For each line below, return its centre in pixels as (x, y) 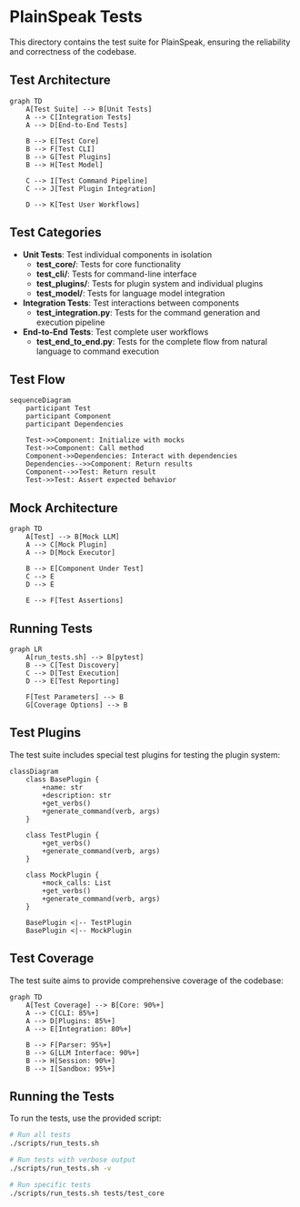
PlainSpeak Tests (76, 17)
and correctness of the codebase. (73, 51)
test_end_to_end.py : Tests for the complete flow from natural (152, 341)
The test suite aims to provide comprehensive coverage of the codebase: (146, 981)
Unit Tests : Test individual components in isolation (117, 254)
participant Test (59, 408)
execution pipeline (70, 322)
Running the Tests (62, 1096)
